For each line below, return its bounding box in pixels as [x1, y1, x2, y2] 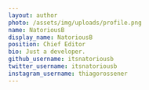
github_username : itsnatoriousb [8, 56, 114, 63]
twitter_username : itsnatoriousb [8, 63, 118, 70]
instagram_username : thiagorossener [8, 70, 128, 77]
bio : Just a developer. [8, 48, 86, 56]
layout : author [8, 11, 58, 20]
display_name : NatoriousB [8, 33, 93, 41]
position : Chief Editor [8, 41, 86, 49]
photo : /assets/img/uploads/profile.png [8, 19, 143, 27]
